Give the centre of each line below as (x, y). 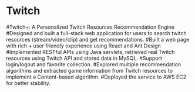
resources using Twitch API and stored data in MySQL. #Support (84, 58)
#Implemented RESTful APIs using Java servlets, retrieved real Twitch (90, 52)
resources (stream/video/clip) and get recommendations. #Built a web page (98, 39)
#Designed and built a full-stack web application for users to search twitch (96, 33)
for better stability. (28, 83)
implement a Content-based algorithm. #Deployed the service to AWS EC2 (96, 77)
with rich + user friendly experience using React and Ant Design (84, 46)
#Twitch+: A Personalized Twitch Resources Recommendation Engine (90, 27)
